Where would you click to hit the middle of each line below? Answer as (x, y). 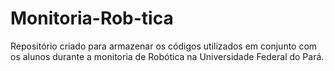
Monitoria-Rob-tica (92, 18)
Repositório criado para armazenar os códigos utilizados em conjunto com (164, 46)
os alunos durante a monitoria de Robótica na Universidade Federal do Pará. (167, 56)
